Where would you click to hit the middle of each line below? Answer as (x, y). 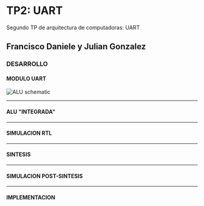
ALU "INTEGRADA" (31, 112)
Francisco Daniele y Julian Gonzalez (76, 47)
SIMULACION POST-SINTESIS (45, 176)
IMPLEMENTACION (31, 197)
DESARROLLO (27, 64)
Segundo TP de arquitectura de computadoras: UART (73, 27)
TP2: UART (35, 11)
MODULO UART (26, 78)
